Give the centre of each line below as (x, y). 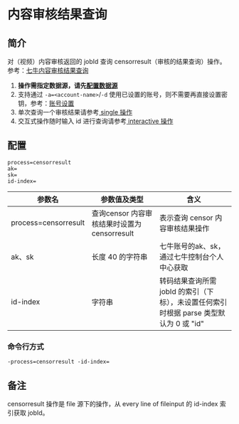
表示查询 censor (186, 218)
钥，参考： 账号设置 (46, 103)
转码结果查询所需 (188, 280)
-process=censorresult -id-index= (59, 362)
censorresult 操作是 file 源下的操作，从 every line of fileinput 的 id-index (113, 403)
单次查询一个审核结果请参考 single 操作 (75, 112)
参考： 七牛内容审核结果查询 (48, 70)
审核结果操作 (188, 228)
